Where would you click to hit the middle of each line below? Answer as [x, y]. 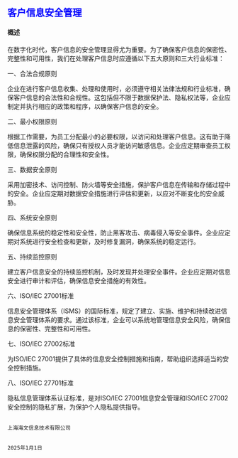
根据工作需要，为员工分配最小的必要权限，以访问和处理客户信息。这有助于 [116, 137]
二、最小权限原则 [32, 121]
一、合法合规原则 [32, 73]
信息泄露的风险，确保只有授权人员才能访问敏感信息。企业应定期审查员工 [119, 145]
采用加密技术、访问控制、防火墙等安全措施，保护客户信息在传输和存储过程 [116, 184]
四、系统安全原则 [32, 217]
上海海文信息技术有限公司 [39, 428]
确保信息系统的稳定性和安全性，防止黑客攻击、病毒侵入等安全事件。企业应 [116, 233]
